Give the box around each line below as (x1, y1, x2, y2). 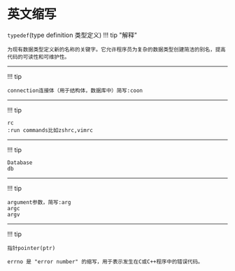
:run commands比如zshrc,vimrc (7, 126, 93, 133)
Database (7, 159, 33, 166)
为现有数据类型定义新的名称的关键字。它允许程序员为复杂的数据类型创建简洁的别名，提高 (7, 46, 226, 53)
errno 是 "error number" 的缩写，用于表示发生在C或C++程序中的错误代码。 (7, 258, 204, 265)
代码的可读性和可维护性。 (7, 53, 70, 60)
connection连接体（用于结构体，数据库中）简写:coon (7, 87, 143, 94)
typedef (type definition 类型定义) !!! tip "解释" (7, 31, 138, 39)
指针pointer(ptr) (7, 244, 56, 251)
